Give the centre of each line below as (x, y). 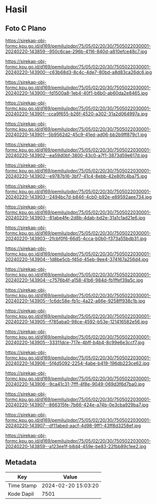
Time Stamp (22, 486)
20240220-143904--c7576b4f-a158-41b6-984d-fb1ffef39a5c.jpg (74, 280)
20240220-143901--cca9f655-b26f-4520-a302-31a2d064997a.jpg (76, 114)
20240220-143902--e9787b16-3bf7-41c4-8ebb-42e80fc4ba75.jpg (76, 176)
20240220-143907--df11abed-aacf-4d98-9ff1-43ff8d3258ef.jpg (73, 425)
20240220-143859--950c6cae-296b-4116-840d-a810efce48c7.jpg (76, 51)
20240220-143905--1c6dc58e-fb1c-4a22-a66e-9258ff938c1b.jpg (75, 301)
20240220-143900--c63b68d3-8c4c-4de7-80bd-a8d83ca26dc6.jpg (78, 72)
